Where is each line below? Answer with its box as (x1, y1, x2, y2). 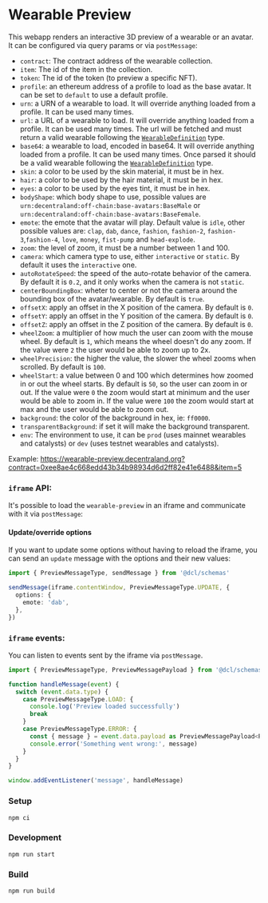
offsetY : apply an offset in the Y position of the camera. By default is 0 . (19, 310, 254, 321)
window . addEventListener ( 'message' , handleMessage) (8, 777, 183, 785)
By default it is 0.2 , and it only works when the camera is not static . (19, 277, 245, 286)
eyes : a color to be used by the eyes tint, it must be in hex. (19, 183, 211, 193)
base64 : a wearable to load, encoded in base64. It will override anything (19, 141, 255, 150)
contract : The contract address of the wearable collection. (19, 56, 213, 66)
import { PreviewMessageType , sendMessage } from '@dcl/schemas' (8, 569, 230, 577)
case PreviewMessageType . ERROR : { (22, 725, 137, 733)
